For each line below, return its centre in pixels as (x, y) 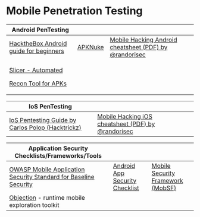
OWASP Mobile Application (47, 169)
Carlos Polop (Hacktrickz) (45, 127)
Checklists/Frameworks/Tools (58, 155)
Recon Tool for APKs (38, 83)
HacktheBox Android (38, 43)
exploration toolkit (34, 205)
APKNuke (90, 47)
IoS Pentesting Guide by (43, 120)
